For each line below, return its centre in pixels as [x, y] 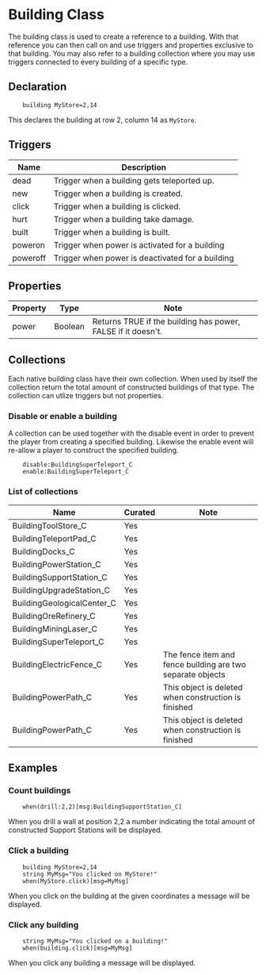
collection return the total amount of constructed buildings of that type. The [131, 387]
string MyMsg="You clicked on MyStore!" [90, 874]
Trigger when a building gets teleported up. [134, 180]
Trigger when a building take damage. [124, 219]
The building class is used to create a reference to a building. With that [123, 36]
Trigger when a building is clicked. [117, 206]
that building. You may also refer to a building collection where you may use [132, 53]
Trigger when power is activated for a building [139, 245]
